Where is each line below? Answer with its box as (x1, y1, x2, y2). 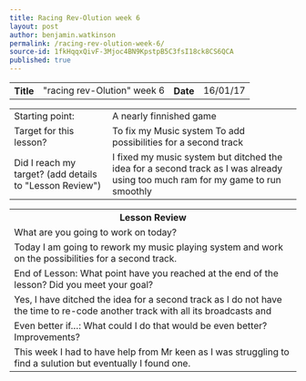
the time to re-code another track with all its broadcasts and (14, 304, 272, 317)
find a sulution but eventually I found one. (14, 357, 191, 369)
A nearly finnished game (112, 110, 217, 122)
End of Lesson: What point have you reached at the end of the (14, 267, 280, 279)
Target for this (14, 125, 75, 137)
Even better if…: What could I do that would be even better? (14, 320, 268, 332)
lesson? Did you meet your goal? (14, 279, 154, 291)
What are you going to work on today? (14, 226, 178, 238)
